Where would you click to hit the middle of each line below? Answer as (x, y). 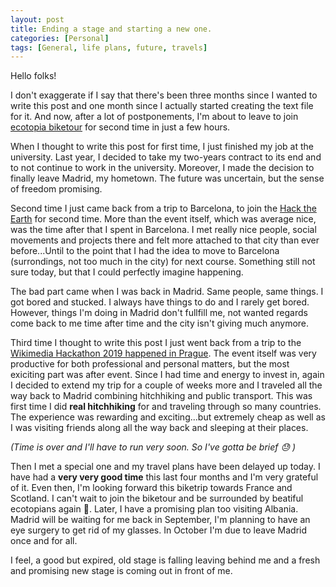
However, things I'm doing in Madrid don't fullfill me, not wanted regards (159, 313)
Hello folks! (33, 76)
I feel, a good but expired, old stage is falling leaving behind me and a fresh (165, 560)
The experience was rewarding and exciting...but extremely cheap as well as (168, 417)
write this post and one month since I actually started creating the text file (162, 106)
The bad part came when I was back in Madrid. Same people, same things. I (167, 292)
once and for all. (44, 541)
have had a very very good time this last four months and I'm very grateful (164, 477)
